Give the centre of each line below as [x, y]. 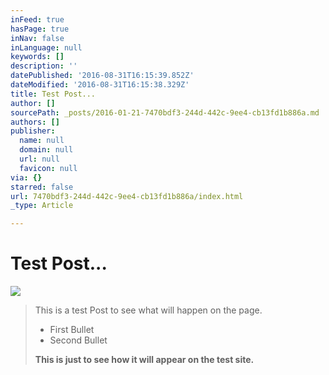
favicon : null [48, 168]
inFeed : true [37, 19]
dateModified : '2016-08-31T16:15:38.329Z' [100, 85]
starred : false [42, 187]
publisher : [33, 131]
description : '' [44, 66]
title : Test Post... [53, 94]
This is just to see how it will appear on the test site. [144, 360]
